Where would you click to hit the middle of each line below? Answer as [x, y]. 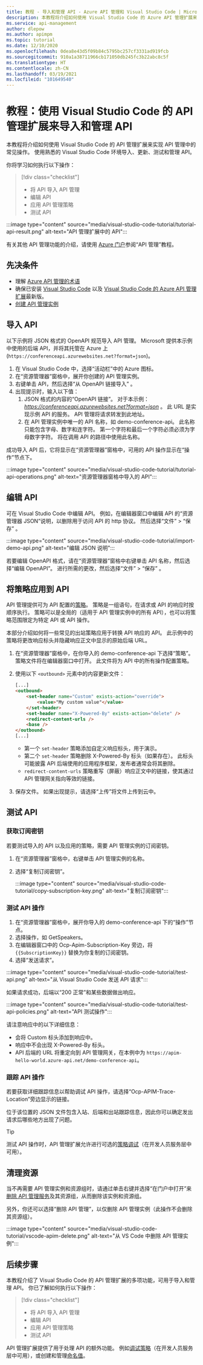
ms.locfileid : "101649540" [40, 79]
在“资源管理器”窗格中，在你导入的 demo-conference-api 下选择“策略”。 [104, 653]
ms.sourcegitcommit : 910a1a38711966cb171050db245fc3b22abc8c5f [88, 57]
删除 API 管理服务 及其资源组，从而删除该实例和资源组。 [76, 1196]
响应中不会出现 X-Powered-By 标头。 [61, 1045]
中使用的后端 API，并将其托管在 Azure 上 [57, 348]
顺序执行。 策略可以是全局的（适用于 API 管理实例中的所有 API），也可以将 [98, 612]
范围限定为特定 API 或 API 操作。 [52, 620]
